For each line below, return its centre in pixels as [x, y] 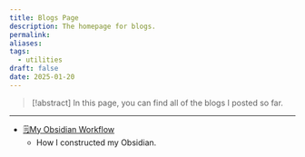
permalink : [30, 34]
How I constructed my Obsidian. [96, 142]
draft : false [34, 69]
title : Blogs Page [44, 18]
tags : [20, 52]
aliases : [26, 43]
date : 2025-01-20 [42, 77]
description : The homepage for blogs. [83, 26]
